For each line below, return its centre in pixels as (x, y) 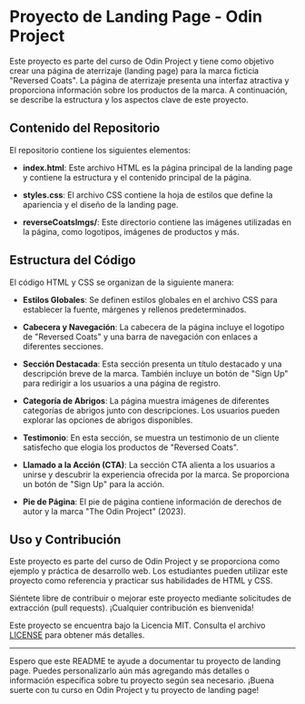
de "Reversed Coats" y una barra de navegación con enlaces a (140, 337)
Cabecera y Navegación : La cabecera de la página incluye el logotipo (153, 327)
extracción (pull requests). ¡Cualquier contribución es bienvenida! (132, 608)
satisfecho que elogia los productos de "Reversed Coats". (130, 447)
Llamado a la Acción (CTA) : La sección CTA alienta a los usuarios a (148, 464)
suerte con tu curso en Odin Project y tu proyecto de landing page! (134, 690)
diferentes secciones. (63, 346)
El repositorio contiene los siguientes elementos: (100, 150)
